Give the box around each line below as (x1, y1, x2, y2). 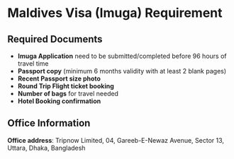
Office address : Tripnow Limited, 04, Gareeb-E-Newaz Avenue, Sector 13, (7, 136, 225, 144)
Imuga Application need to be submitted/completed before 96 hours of (17, 52, 227, 60)
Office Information (7, 117, 91, 129)
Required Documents (7, 33, 103, 45)
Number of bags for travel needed (17, 90, 119, 98)
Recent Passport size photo (17, 74, 101, 83)
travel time (17, 59, 49, 68)
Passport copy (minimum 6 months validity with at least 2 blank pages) (17, 67, 227, 75)
